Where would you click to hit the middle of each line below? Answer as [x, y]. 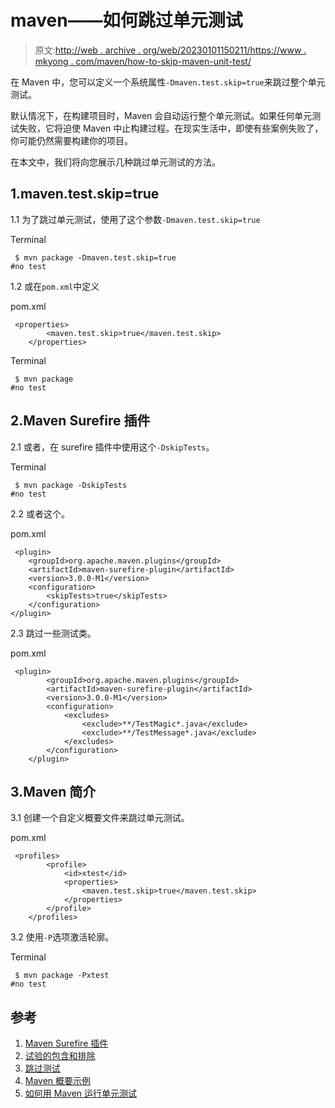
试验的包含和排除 [60, 1056]
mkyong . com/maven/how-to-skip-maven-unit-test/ [143, 61]
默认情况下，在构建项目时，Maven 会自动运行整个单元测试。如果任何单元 [161, 115]
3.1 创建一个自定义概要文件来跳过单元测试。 [100, 818]
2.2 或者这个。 [40, 513]
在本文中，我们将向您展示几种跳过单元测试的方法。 [115, 162]
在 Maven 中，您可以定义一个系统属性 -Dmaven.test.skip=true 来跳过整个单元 [168, 82]
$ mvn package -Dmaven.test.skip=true [95, 257]
